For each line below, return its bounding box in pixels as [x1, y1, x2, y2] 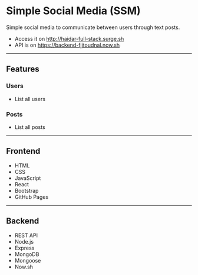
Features [6, 64, 39, 75]
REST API [14, 232, 38, 239]
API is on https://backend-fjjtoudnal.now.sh [14, 41, 120, 48]
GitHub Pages [14, 193, 49, 200]
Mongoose [14, 257, 41, 264]
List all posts [14, 123, 45, 131]
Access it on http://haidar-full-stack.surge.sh [14, 35, 124, 42]
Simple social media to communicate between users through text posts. [6, 24, 180, 31]
